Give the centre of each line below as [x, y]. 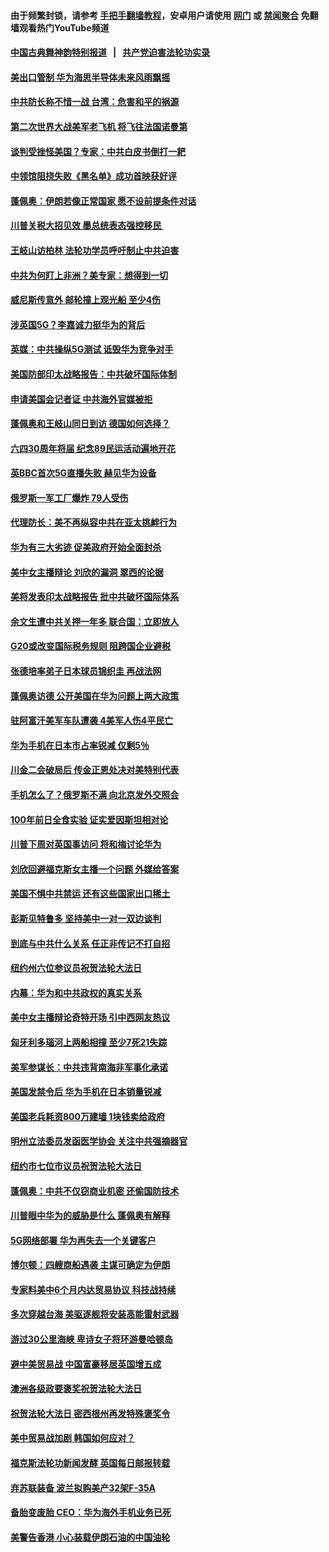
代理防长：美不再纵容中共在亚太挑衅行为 [93, 522]
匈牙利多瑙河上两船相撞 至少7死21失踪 [89, 1042]
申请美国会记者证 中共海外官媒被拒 [81, 399]
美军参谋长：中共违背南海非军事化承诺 [89, 1067]
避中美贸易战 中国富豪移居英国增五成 [86, 1364]
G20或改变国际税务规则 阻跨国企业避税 [91, 646]
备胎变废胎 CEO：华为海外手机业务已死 [91, 1512]
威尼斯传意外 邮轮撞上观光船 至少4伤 [86, 300]
